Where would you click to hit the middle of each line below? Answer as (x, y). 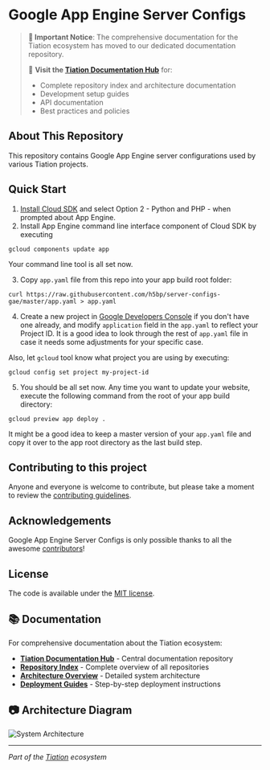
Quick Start (37, 189)
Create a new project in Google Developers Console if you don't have (135, 316)
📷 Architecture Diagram (70, 710)
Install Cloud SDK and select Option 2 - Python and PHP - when (125, 209)
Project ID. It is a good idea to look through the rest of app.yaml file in (134, 333)
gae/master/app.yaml (43, 301)
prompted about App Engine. (68, 217)
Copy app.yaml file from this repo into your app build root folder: (126, 280)
